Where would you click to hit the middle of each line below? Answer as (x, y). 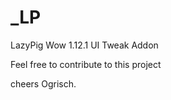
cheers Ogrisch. (43, 83)
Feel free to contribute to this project (86, 64)
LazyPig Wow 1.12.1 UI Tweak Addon (84, 45)
